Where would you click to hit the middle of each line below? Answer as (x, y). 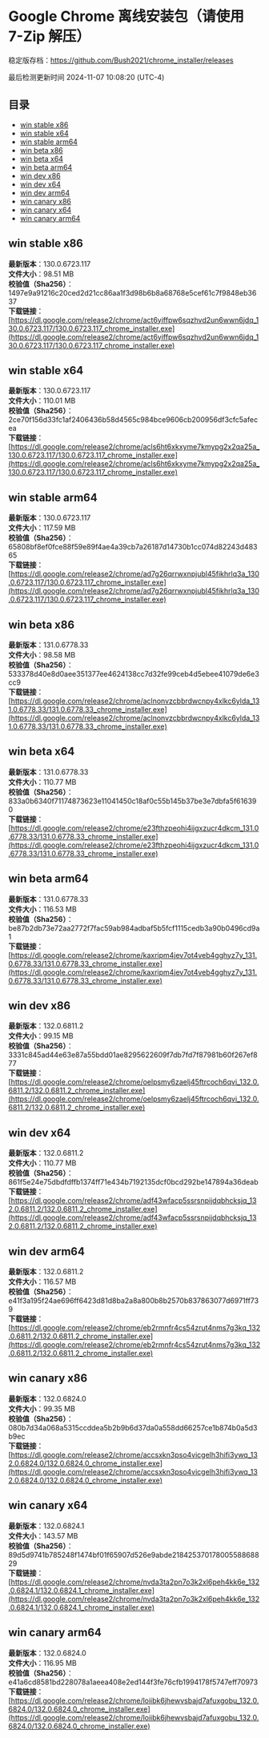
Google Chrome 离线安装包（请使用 (126, 16)
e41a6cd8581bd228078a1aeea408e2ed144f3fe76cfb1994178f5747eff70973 (133, 1682)
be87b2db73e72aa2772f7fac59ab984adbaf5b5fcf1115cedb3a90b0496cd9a (134, 928)
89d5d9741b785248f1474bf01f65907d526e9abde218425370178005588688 (134, 1555)
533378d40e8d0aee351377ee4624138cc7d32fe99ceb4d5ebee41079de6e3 (134, 674)
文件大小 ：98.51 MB (41, 274)
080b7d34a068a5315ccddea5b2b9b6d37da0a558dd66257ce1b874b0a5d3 (133, 1427)
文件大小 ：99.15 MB (41, 1036)
